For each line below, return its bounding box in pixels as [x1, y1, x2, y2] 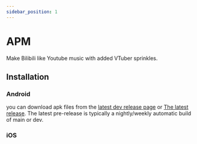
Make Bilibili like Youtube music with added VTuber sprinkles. [6, 55, 158, 62]
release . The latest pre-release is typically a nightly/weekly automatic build [6, 110, 192, 117]
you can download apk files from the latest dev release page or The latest [6, 103, 189, 111]
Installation [6, 71, 49, 82]
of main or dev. [6, 116, 44, 124]
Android [6, 89, 31, 98]
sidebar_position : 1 [6, 8, 58, 15]
